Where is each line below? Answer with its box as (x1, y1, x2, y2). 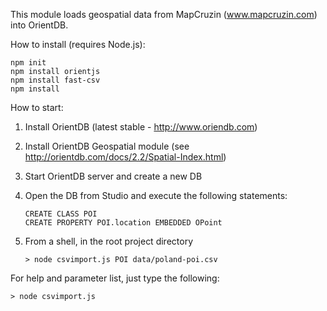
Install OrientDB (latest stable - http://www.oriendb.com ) (24, 121, 258, 133)
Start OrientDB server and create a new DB (24, 170, 203, 182)
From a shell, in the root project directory (24, 235, 193, 247)
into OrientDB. (10, 19, 69, 31)
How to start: (10, 102, 64, 113)
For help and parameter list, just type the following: (10, 272, 220, 284)
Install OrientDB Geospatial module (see (24, 140, 190, 152)
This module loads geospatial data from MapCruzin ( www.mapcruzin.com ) (10, 9, 318, 20)
